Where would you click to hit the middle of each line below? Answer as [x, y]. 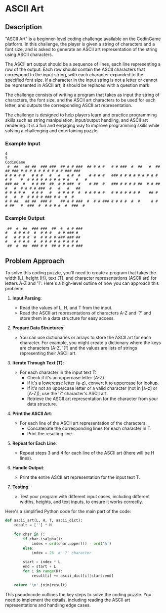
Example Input [23, 143]
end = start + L [40, 567]
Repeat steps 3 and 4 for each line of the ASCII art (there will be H [87, 453]
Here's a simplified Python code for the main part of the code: [68, 511]
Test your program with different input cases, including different [84, 497]
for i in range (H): [43, 571]
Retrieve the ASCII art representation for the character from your [93, 399]
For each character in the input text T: [58, 372]
